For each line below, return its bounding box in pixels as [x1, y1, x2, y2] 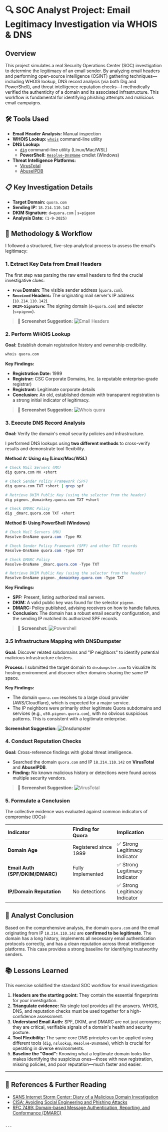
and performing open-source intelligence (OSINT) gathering [5, 73, 129, 79]
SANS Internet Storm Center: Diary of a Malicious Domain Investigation [12, 1094, 158, 1100]
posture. [12, 1029, 30, 1035]
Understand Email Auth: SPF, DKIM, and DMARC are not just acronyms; [12, 1019, 161, 1025]
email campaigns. [5, 100, 41, 106]
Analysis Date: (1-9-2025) [12, 215, 67, 221]
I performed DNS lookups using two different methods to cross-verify [5, 440, 150, 447]
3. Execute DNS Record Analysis [5, 419, 85, 426]
